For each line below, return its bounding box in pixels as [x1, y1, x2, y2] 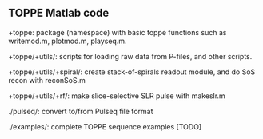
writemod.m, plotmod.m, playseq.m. [8, 36, 127, 46]
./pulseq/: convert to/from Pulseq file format [8, 106, 153, 116]
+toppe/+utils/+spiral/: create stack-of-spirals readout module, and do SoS [8, 67, 256, 77]
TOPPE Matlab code [8, 6, 110, 20]
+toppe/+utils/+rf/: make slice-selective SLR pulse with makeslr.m [8, 91, 225, 101]
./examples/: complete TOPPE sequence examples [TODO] [8, 121, 202, 131]
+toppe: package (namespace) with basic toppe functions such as [8, 27, 227, 37]
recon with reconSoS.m [8, 75, 86, 85]
